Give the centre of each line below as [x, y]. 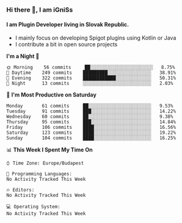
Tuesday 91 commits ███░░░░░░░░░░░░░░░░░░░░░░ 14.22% [91, 112]
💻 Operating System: [34, 207]
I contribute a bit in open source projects [66, 45]
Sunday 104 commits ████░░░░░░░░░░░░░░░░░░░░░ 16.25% [91, 138]
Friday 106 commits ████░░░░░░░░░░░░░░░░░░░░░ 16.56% [91, 128]
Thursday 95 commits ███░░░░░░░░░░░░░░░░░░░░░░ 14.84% [91, 122]
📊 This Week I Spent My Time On [49, 150]
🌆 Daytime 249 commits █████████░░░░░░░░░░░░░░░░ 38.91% [91, 73]
